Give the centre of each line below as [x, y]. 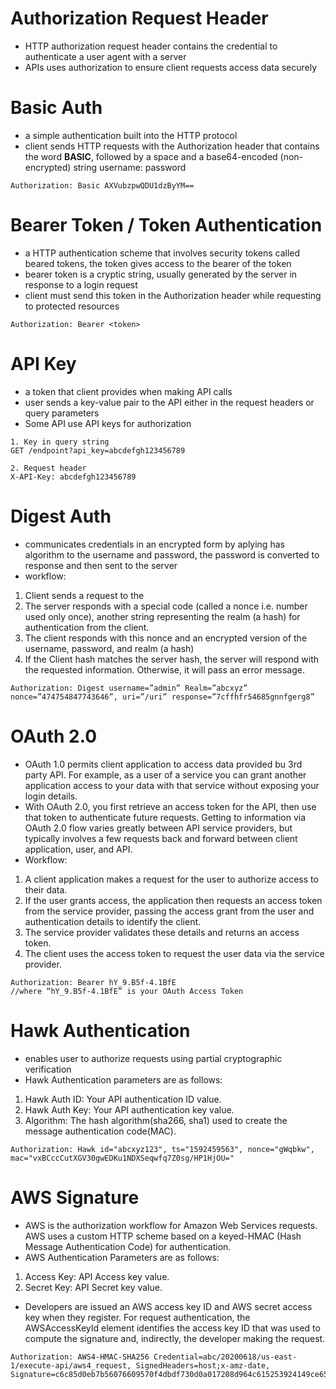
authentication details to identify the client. [113, 921]
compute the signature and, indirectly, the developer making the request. [175, 1338]
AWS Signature [75, 1197]
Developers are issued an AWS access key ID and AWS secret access [168, 1306]
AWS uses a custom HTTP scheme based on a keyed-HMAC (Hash [163, 1236]
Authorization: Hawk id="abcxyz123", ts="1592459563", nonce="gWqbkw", [162, 1149]
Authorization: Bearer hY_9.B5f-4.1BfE [93, 982]
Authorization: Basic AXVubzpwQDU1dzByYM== [102, 185]
